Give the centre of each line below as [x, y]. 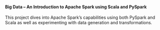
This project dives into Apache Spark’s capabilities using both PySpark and [80, 17]
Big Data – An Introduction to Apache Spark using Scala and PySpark [76, 7]
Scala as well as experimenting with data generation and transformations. [79, 23]
